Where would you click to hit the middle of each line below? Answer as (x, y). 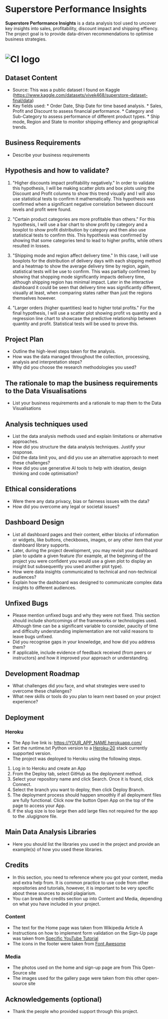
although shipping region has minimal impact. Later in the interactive (83, 282)
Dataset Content (31, 78)
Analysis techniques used (47, 424)
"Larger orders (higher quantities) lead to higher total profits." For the (83, 308)
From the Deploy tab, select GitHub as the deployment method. (77, 774)
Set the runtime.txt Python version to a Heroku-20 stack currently (80, 748)
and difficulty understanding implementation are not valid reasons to (83, 631)
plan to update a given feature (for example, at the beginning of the (81, 556)
